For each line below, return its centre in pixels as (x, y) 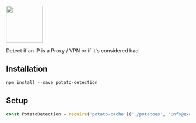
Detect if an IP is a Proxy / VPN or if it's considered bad (72, 51)
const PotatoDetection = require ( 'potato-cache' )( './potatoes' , (86, 114)
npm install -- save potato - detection (52, 82)
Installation (27, 69)
